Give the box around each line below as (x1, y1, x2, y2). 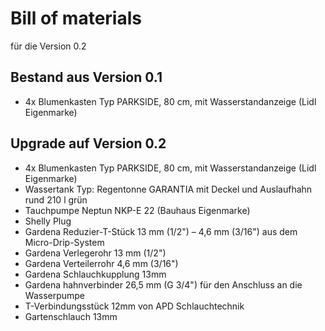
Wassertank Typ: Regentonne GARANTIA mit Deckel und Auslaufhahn (24, 183, 313, 195)
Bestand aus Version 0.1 (10, 69, 163, 86)
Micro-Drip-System (24, 236, 105, 248)
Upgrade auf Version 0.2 (10, 135, 167, 152)
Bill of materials (10, 7, 142, 30)
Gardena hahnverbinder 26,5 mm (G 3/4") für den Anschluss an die (24, 278, 303, 291)
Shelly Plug (24, 215, 72, 227)
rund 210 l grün (24, 193, 88, 206)
